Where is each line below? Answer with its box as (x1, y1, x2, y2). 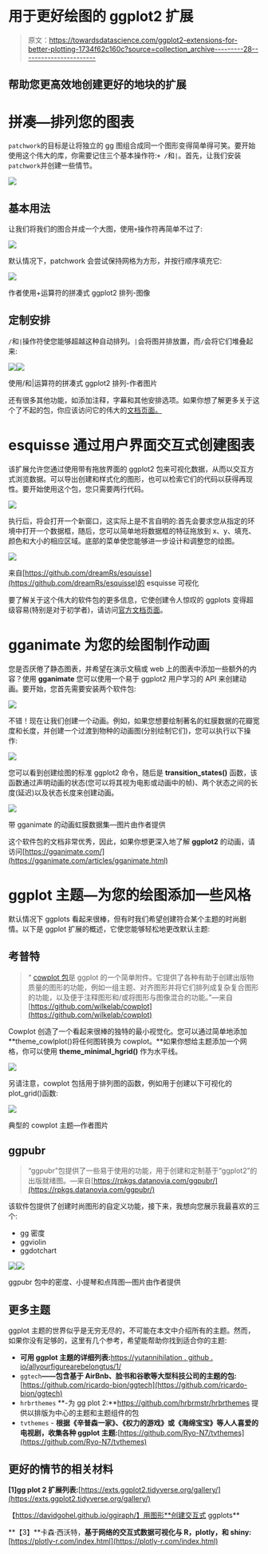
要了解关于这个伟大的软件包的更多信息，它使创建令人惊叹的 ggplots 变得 (8, 594, 247, 604)
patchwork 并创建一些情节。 (8, 161, 97, 170)
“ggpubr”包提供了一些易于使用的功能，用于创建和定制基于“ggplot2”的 (27, 1166, 258, 1175)
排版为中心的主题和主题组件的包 (33, 1408, 140, 1418)
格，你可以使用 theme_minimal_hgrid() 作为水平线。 (8, 1046, 183, 1055)
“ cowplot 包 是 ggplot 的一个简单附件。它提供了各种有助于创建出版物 (27, 972, 254, 982)
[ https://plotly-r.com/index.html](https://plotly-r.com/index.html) (8, 1536, 219, 1546)
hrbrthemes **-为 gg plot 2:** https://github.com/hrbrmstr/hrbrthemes (19, 1398, 250, 1408)
